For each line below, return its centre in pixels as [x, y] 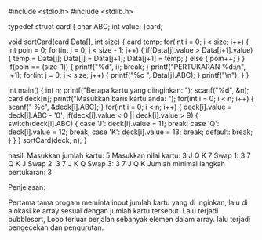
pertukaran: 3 [30, 172]
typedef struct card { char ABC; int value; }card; [86, 26]
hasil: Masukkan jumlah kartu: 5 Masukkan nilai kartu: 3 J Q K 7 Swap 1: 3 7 [129, 155]
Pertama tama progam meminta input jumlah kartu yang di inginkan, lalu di [128, 202]
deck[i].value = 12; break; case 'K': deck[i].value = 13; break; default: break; [131, 132]
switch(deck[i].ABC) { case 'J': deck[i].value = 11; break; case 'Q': [114, 124]
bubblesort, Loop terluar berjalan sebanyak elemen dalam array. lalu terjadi [129, 219]
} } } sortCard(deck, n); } [48, 140]
